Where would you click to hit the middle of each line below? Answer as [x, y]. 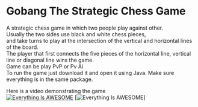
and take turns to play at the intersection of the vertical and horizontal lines [99, 41]
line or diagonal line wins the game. [50, 60]
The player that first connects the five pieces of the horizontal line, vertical [99, 53]
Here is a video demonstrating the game [56, 91]
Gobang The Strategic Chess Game [96, 11]
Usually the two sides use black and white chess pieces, [76, 34]
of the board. [23, 47]
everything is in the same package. [50, 79]
